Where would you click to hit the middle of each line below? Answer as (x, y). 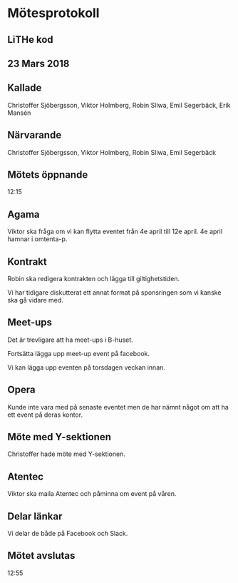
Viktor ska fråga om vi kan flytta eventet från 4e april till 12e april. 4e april (115, 232)
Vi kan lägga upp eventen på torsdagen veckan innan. (87, 367)
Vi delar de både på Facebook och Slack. (68, 534)
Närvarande (35, 135)
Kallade (25, 88)
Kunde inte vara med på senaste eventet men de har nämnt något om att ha (118, 407)
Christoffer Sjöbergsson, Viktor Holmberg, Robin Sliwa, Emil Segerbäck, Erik (119, 105)
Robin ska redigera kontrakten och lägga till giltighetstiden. (94, 279)
